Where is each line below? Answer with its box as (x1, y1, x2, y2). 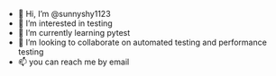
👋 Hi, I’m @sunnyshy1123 (17, 9, 111, 19)
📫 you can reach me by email (17, 56, 130, 67)
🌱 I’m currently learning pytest (17, 28, 131, 38)
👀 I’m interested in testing (17, 18, 113, 29)
